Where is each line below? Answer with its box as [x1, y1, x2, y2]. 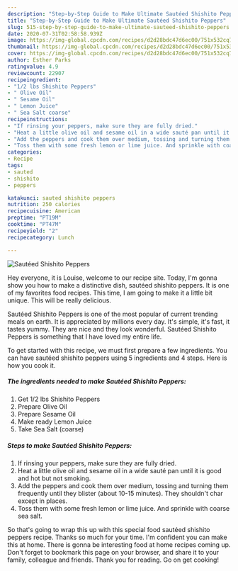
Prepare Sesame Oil [17, 410, 76, 419]
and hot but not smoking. [17, 474, 91, 482]
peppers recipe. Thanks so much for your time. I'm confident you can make [7, 533, 228, 542]
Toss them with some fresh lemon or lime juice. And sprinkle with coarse [17, 504, 230, 513]
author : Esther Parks [7, 57, 72, 64]
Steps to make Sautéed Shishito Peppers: [7, 441, 132, 450]
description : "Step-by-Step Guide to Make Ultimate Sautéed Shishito [7, 10, 217, 18]
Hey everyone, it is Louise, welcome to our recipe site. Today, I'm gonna [7, 273, 217, 282]
